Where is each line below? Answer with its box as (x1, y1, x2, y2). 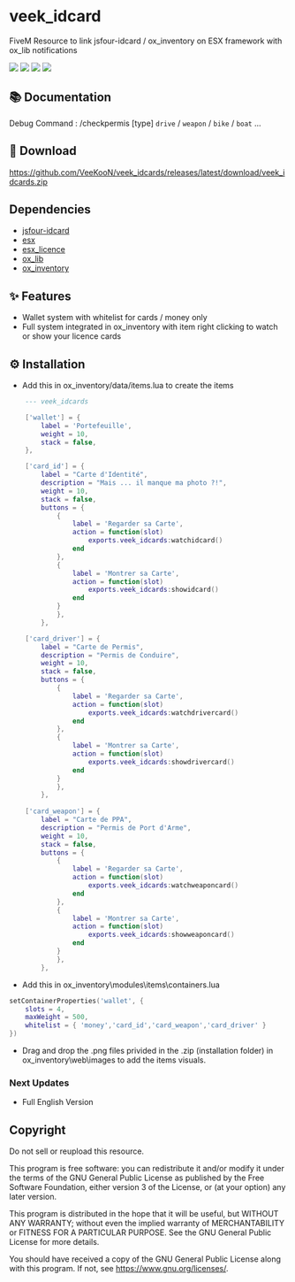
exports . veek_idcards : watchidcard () (87, 536, 223, 545)
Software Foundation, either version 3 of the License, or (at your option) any (9, 1182, 286, 1193)
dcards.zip (9, 176, 49, 187)
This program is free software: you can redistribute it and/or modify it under (9, 1163, 284, 1174)
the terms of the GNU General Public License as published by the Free (9, 1172, 265, 1183)
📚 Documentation (9, 90, 112, 105)
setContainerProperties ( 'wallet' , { (9, 996, 144, 1005)
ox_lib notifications (9, 44, 78, 55)
